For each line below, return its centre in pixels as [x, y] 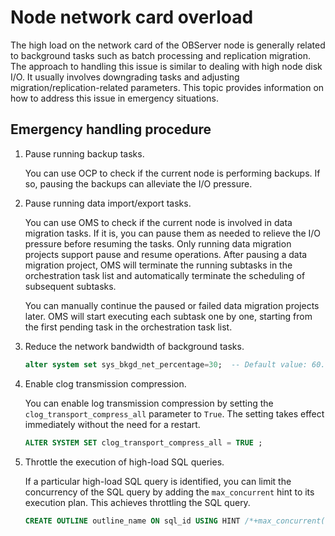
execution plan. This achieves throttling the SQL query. [137, 502]
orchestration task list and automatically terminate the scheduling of [165, 275]
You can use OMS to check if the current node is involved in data [158, 222]
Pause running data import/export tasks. [108, 203]
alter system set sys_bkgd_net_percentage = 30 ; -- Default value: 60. [175, 364]
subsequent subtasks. [70, 286]
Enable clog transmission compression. [105, 383]
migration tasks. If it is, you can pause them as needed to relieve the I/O [173, 233]
